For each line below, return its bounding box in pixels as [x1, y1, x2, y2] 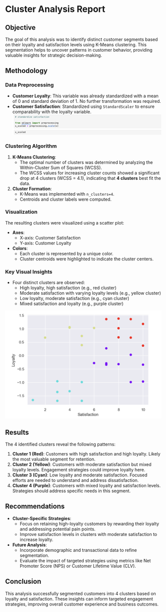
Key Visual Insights [5, 268, 53, 275]
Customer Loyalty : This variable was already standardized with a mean [12, 93, 159, 99]
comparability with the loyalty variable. [12, 108, 92, 115]
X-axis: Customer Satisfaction [19, 234, 81, 240]
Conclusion [5, 577, 42, 586]
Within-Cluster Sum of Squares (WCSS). [19, 164, 103, 170]
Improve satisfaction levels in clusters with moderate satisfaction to [19, 531, 158, 537]
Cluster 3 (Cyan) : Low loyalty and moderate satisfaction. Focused [12, 472, 148, 478]
